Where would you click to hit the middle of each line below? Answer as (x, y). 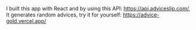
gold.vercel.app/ (26, 21)
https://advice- (141, 15)
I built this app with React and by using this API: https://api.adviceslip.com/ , (98, 9)
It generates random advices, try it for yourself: (64, 15)
